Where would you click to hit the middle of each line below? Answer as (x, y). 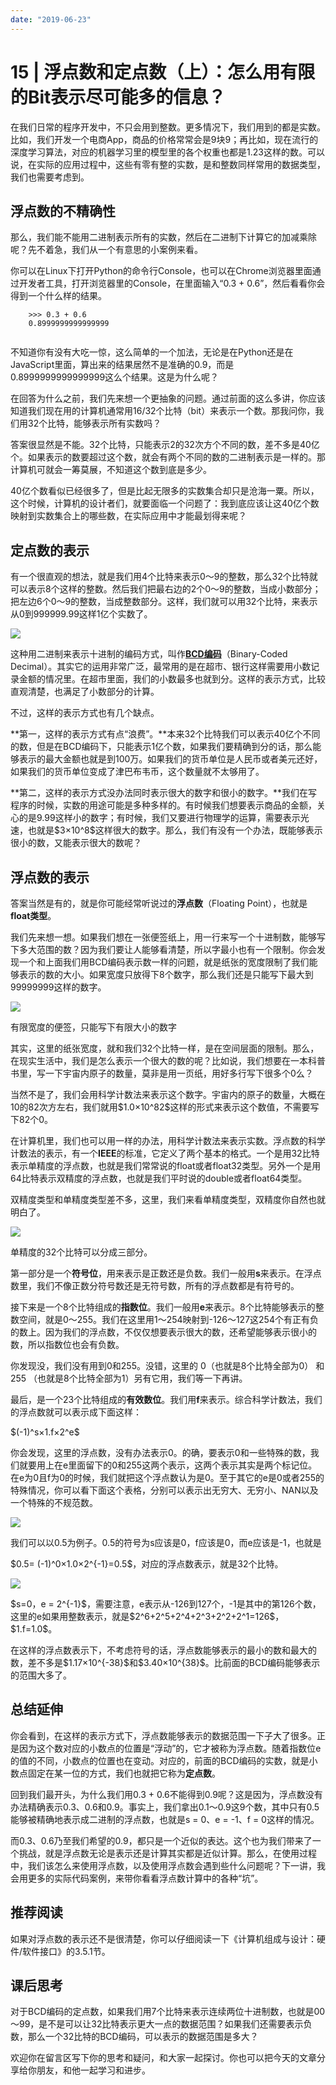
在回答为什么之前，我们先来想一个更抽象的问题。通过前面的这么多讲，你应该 (168, 398)
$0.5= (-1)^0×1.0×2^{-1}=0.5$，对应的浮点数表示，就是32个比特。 (147, 1564)
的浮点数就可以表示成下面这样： (76, 1412)
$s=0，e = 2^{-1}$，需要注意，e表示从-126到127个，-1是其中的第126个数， (166, 1604)
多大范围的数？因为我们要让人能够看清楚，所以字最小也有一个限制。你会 (167, 949)
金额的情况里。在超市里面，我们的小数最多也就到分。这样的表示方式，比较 (172, 679)
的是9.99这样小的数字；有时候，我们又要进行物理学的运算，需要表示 (159, 818)
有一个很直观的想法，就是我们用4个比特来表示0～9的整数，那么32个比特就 (164, 577)
